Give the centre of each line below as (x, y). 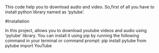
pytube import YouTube (28, 46)
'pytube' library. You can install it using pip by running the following (72, 36)
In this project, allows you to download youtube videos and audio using (76, 30)
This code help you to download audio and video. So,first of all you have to (80, 7)
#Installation (17, 21)
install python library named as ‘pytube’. (45, 12)
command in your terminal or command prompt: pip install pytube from (76, 41)
